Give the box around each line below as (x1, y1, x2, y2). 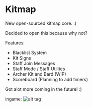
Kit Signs (12, 55, 31, 61)
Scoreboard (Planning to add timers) (12, 76, 88, 82)
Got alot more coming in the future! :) (5, 86, 82, 92)
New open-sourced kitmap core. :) (5, 20, 77, 26)
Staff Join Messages (12, 60, 55, 66)
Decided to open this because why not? (5, 30, 87, 36)
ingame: (5, 96, 22, 102)
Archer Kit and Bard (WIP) (12, 71, 66, 77)
